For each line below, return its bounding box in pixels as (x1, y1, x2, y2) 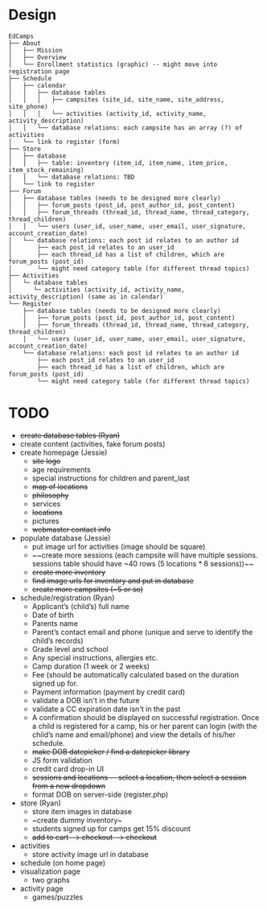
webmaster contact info (31, 525, 111, 534)
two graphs (31, 875, 70, 884)
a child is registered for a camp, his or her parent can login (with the (31, 721, 257, 731)
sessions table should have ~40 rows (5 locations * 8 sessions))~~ (31, 558, 254, 568)
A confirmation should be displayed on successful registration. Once (31, 712, 260, 722)
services (31, 499, 61, 509)
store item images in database (31, 806, 133, 816)
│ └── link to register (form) (8, 138, 121, 146)
